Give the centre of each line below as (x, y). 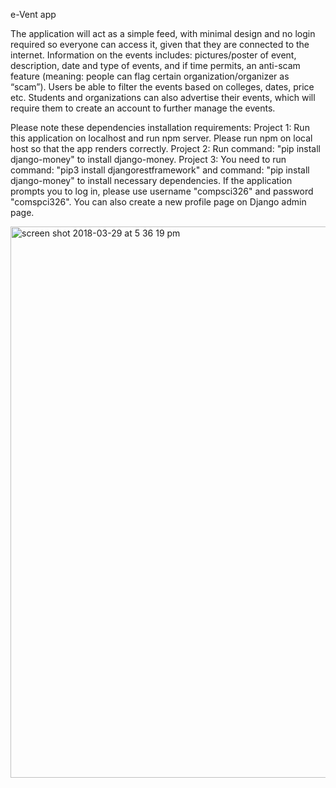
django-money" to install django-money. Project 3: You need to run (148, 159)
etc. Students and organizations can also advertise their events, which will (163, 97)
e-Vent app (33, 14)
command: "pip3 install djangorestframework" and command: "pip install (160, 170)
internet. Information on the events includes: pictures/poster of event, (153, 55)
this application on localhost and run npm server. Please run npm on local (161, 138)
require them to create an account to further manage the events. (143, 108)
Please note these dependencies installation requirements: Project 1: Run (160, 127)
